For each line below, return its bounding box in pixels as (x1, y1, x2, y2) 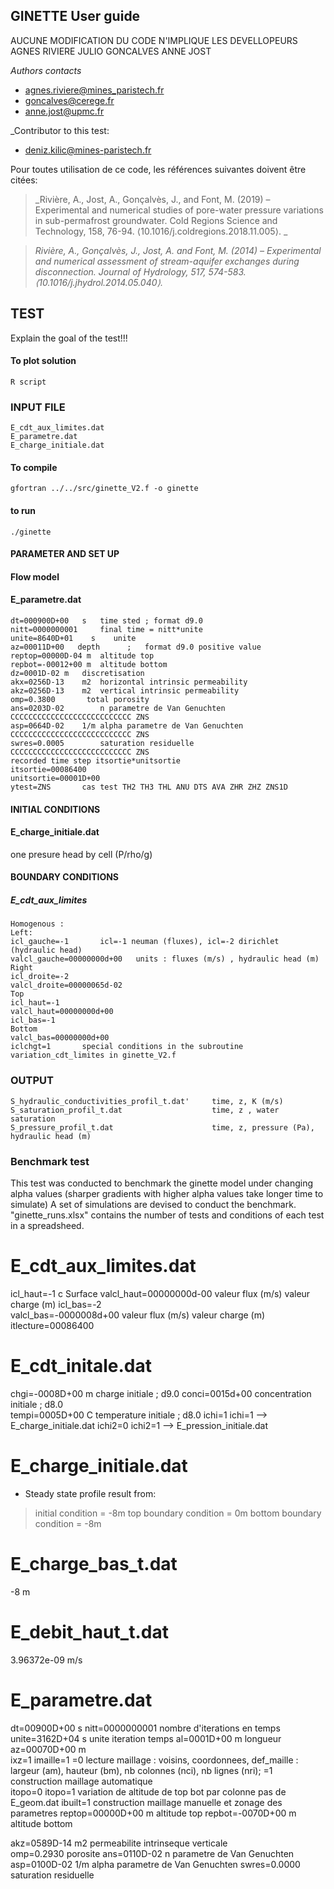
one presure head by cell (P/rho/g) (10, 848, 153, 860)
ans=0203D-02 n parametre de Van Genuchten (10, 703, 226, 713)
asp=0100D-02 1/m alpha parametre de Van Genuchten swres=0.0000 (10, 1858, 301, 1870)
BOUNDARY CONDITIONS (10, 871, 120, 883)
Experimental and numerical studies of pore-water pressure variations (34, 204, 324, 216)
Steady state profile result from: (24, 1487, 157, 1499)
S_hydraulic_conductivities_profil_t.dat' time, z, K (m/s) (10, 1096, 284, 1106)
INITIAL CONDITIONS (10, 803, 101, 815)
